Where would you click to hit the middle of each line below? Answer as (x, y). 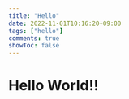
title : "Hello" (34, 16)
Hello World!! (54, 86)
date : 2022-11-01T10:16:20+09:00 (65, 23)
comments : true (34, 38)
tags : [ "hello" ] (36, 31)
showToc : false (34, 46)
